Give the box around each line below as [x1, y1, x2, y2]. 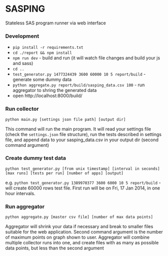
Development [5, 33, 40, 40]
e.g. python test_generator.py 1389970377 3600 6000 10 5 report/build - [5, 179, 161, 185]
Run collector [5, 105, 39, 112]
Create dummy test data [5, 154, 66, 162]
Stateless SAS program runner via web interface [5, 20, 106, 26]
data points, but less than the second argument [5, 245, 104, 251]
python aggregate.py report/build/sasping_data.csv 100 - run [12, 82, 145, 88]
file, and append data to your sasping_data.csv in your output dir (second [5, 137, 159, 143]
